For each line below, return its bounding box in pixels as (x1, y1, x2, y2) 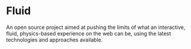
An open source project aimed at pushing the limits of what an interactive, (6, 24, 186, 31)
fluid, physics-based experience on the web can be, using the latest (6, 30, 172, 37)
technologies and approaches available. (6, 36, 103, 43)
